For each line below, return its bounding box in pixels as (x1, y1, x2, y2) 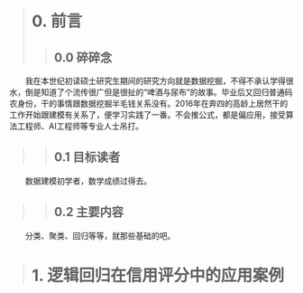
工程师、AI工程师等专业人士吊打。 (16, 121, 144, 131)
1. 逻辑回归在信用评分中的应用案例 (31, 265, 284, 286)
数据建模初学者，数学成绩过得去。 (24, 175, 151, 186)
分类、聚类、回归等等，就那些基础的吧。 (24, 230, 176, 241)
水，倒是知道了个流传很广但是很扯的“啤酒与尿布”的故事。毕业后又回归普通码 (9, 87, 293, 98)
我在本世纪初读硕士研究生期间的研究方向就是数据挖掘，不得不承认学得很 (24, 76, 294, 86)
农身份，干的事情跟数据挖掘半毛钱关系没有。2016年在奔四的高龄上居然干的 (9, 99, 289, 109)
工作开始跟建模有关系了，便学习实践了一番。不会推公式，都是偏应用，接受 (9, 109, 286, 120)
